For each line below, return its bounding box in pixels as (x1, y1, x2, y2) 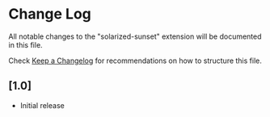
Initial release (19, 100, 65, 110)
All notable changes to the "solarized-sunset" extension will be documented (8, 31, 262, 41)
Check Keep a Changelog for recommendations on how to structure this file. (8, 56, 263, 65)
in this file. (8, 40, 43, 49)
